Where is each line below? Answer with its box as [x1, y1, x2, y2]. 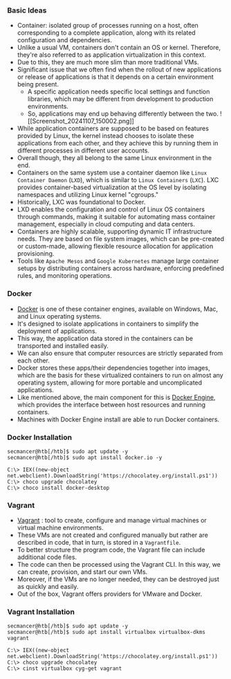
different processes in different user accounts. [17, 146, 150, 155]
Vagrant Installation [7, 607, 75, 617]
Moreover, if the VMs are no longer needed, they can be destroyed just [17, 575, 220, 583]
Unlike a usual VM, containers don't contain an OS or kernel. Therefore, [17, 44, 221, 52]
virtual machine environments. [17, 524, 104, 532]
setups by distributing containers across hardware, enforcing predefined [17, 264, 225, 272]
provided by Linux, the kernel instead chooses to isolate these [17, 132, 194, 140]
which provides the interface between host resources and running [17, 400, 206, 409]
